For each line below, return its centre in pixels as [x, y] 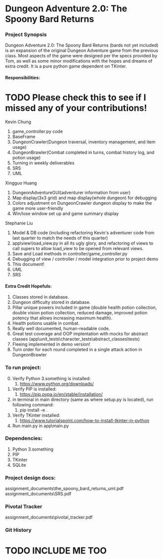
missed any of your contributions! [76, 108]
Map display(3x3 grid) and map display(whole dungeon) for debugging [84, 198]
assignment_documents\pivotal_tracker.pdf [49, 517]
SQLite [19, 465]
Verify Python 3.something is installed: [51, 378]
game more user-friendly [38, 209]
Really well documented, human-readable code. [61, 329]
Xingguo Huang [21, 183]
